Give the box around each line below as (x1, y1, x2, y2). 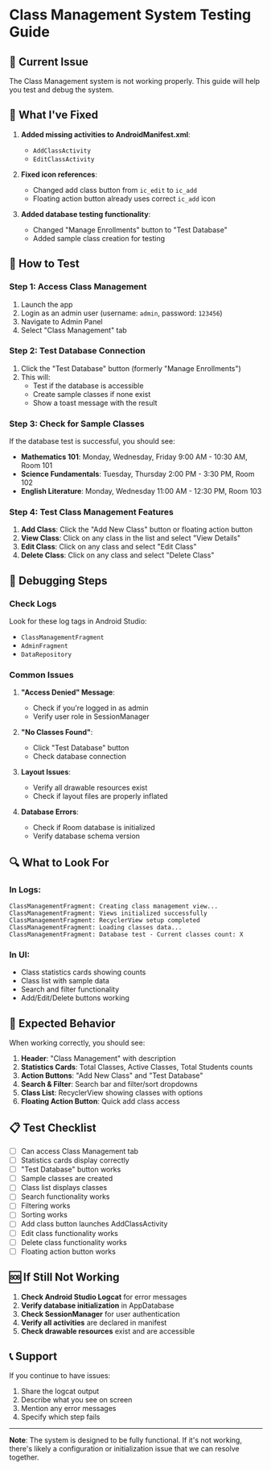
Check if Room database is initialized (32, 823, 155, 833)
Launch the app (20, 299, 73, 309)
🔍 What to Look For (9, 855, 109, 869)
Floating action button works (20, 1247, 116, 1256)
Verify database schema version (32, 831, 140, 841)
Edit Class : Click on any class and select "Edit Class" (20, 542, 197, 552)
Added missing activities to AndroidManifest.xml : (20, 129, 191, 139)
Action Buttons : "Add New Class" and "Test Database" (20, 1071, 203, 1080)
